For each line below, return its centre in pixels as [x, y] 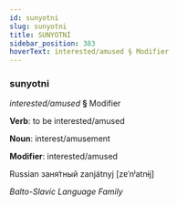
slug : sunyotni [38, 26]
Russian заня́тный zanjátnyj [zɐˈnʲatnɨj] [82, 174]
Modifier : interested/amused [64, 157]
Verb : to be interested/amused [67, 121]
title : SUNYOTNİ [40, 35]
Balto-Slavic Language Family [66, 191]
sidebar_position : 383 [52, 43]
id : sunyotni [34, 18]
